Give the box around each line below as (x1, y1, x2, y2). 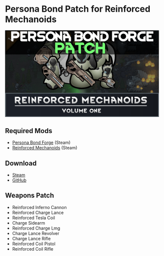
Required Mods (5, 126, 53, 135)
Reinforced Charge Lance (12, 209, 64, 215)
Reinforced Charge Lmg (12, 225, 61, 231)
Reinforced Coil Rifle (12, 246, 54, 252)
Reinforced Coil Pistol (12, 241, 56, 247)
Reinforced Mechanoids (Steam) (12, 145, 78, 151)
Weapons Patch (5, 191, 55, 200)
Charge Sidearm (12, 220, 45, 226)
